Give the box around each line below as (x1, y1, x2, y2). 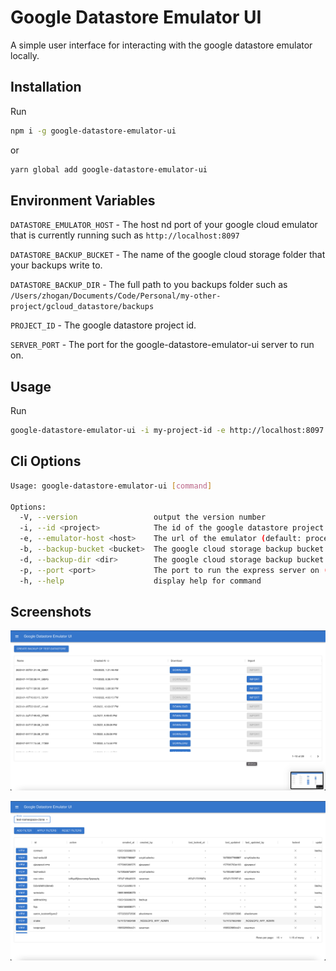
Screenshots (10, 603, 92, 620)
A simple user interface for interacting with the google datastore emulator (10, 39, 313, 51)
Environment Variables (10, 192, 156, 209)
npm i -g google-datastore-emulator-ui (10, 126, 177, 136)
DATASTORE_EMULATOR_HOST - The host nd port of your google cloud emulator (10, 219, 318, 231)
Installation (10, 79, 82, 96)
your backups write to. (10, 259, 103, 271)
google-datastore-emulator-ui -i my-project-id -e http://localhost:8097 (10, 426, 325, 436)
